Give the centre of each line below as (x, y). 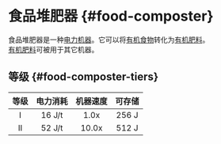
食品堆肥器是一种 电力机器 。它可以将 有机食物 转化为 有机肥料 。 (109, 40)
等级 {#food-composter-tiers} (84, 77)
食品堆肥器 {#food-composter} (111, 16)
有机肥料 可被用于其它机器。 (53, 49)
